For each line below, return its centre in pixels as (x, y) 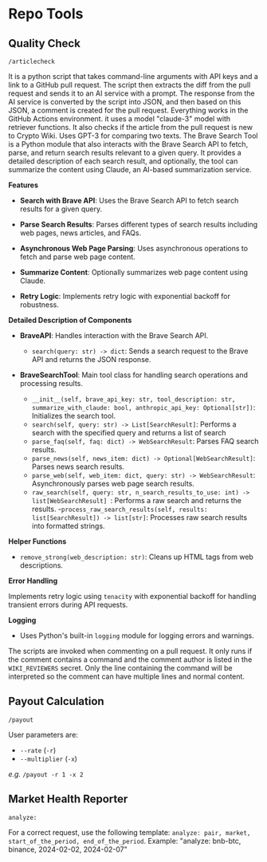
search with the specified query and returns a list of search (129, 433)
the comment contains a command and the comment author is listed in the (130, 659)
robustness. (39, 305)
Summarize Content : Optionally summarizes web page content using (134, 272)
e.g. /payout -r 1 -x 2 (46, 773)
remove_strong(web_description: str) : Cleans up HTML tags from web (136, 557)
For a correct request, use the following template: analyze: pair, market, (130, 832)
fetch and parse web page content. (77, 257)
